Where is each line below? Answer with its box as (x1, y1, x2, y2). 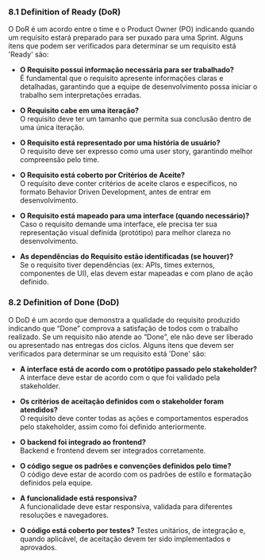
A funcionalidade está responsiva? (19, 493, 137, 503)
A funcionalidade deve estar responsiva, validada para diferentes (19, 501, 232, 511)
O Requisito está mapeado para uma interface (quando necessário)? (19, 211, 250, 221)
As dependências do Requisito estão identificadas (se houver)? (19, 252, 234, 261)
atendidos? (19, 404, 58, 415)
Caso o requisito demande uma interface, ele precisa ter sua (19, 219, 218, 229)
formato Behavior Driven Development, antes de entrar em (19, 187, 212, 197)
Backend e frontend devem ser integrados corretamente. (19, 446, 206, 455)
